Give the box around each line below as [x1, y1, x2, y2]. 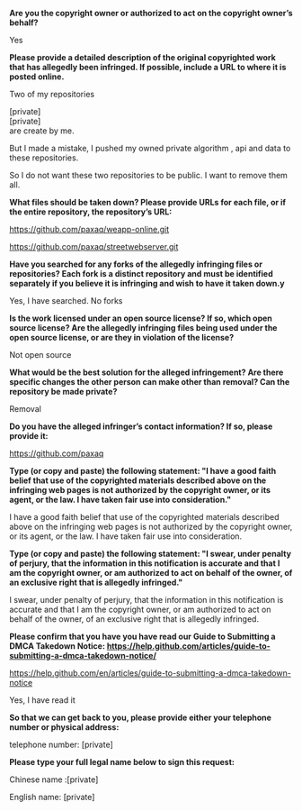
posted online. [9, 71, 65, 82]
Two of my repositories [9, 89, 95, 99]
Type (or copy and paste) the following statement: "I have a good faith [9, 466, 277, 476]
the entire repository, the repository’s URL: [9, 206, 173, 217]
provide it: [9, 431, 49, 441]
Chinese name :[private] [9, 774, 99, 785]
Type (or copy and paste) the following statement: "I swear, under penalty [9, 549, 292, 559]
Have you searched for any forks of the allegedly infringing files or [9, 259, 263, 269]
